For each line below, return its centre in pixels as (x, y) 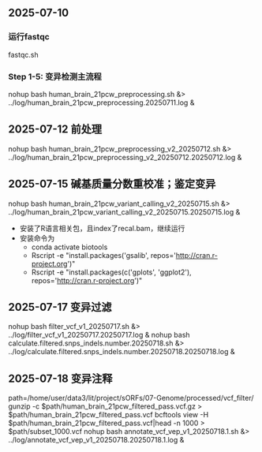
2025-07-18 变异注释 (60, 378)
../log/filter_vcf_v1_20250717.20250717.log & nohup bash (99, 335)
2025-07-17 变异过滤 (60, 307)
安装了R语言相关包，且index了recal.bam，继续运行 (102, 228)
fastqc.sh (23, 54)
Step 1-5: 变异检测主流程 (55, 77)
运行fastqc (29, 37)
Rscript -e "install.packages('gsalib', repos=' (103, 255)
